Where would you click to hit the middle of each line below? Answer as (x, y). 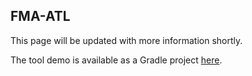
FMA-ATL (40, 16)
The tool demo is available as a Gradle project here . (116, 60)
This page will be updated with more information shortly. (126, 40)
